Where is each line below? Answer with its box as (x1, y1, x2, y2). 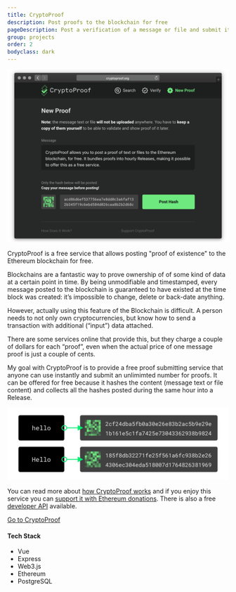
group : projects (7, 34, 55, 41)
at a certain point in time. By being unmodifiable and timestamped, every (7, 278, 218, 286)
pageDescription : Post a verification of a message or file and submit (7, 26, 221, 33)
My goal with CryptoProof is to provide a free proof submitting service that (7, 363, 223, 372)
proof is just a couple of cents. (7, 349, 96, 358)
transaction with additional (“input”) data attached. (7, 321, 154, 330)
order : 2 (7, 41, 33, 49)
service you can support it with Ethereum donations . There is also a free (7, 494, 216, 503)
